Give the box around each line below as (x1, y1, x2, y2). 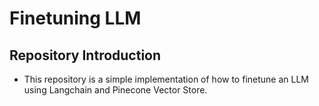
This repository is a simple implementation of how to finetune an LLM (23, 73, 309, 85)
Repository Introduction (9, 47, 162, 64)
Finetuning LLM (9, 7, 142, 30)
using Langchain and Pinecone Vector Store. (23, 84, 208, 96)
